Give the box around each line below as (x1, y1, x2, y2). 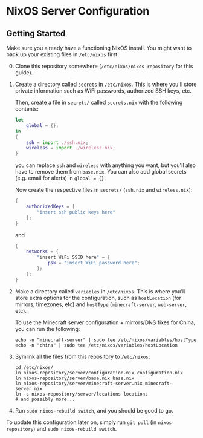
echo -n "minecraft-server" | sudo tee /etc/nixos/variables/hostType (14, 337, 197, 343)
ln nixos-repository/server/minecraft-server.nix (14, 380, 143, 387)
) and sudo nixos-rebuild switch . (33, 425, 117, 432)
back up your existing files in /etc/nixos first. (6, 51, 119, 58)
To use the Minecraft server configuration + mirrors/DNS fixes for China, (14, 319, 196, 326)
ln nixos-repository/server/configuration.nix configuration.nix (14, 370, 183, 376)
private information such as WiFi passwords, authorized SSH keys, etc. (14, 87, 192, 94)
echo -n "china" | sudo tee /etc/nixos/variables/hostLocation (14, 342, 178, 348)
